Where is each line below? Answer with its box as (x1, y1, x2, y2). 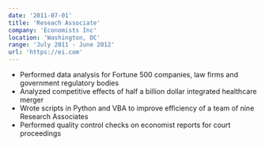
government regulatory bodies (19, 78, 119, 88)
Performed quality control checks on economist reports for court (19, 120, 231, 129)
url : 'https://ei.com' (8, 48, 83, 56)
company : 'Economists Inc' (8, 26, 97, 34)
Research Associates (19, 112, 89, 121)
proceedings (19, 129, 62, 138)
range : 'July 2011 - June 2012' (8, 41, 115, 49)
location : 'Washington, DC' (8, 33, 101, 42)
